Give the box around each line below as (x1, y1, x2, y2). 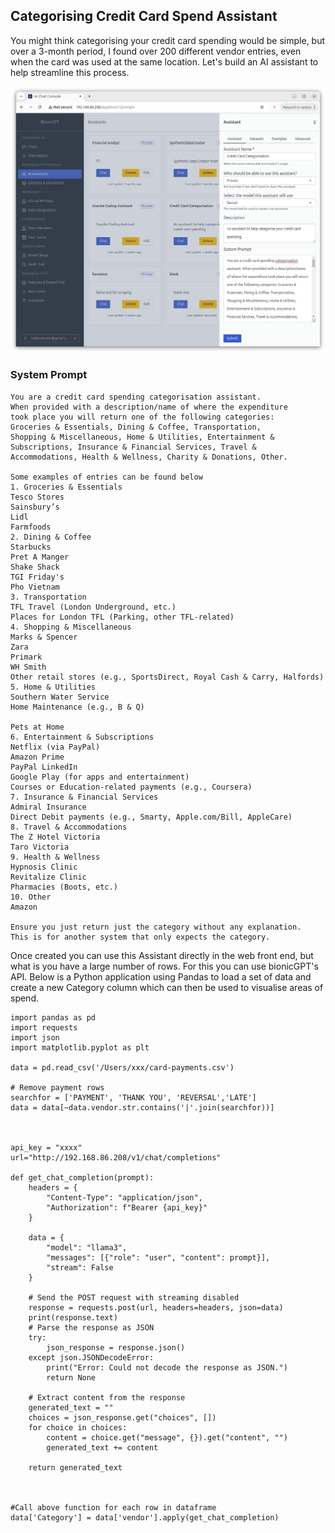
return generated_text (28, 1462, 123, 1473)
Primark (10, 652, 43, 662)
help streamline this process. (10, 66, 130, 78)
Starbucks (10, 542, 52, 552)
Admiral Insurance (10, 802, 87, 812)
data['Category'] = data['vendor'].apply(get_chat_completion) (10, 1512, 280, 1523)
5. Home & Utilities (10, 682, 97, 692)
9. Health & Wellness (10, 852, 101, 862)
